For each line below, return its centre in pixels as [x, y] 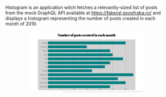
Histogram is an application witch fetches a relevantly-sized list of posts [81, 7]
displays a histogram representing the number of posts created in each [80, 18]
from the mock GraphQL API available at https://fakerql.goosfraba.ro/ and [83, 13]
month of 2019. [21, 24]
